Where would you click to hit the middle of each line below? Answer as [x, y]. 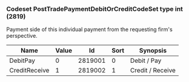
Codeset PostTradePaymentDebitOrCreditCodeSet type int [95, 9]
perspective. [22, 36]
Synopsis [153, 51]
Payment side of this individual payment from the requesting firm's [89, 29]
